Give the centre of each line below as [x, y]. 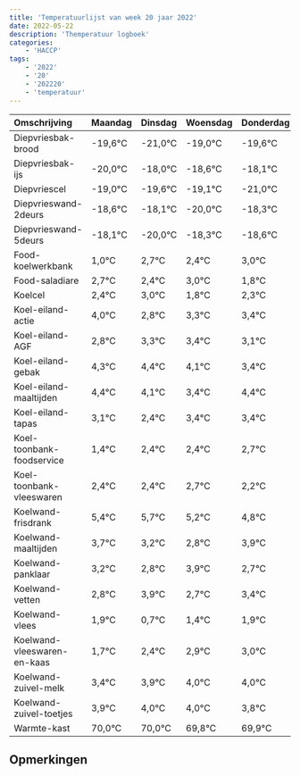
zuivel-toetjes [43, 713]
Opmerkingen [48, 759]
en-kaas [32, 662]
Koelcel [29, 295]
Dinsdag [158, 122]
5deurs [29, 240]
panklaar [32, 574]
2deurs [29, 214]
